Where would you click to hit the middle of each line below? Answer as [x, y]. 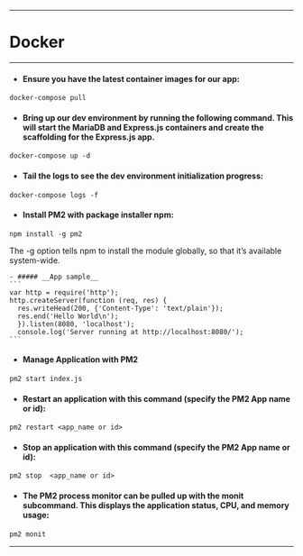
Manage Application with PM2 [80, 360]
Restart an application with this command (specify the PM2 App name [156, 398]
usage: [36, 515]
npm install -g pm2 [46, 234]
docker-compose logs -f [54, 195]
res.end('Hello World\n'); [68, 316]
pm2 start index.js [46, 378]
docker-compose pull [48, 98]
